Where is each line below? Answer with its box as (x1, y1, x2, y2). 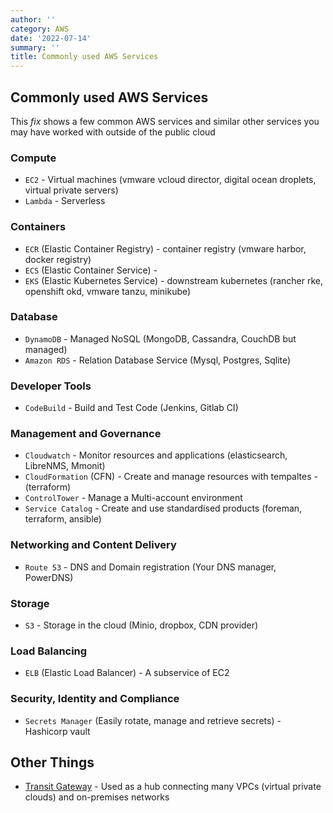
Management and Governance (10, 427, 162, 441)
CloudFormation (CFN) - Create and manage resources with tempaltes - (24, 471, 318, 483)
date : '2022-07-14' (10, 33, 92, 43)
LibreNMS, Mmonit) (24, 460, 106, 472)
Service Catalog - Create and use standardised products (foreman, (24, 502, 303, 515)
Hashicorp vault (24, 725, 91, 737)
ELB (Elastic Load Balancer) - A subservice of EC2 (24, 667, 230, 679)
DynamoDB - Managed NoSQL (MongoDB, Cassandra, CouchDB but (24, 332, 297, 345)
